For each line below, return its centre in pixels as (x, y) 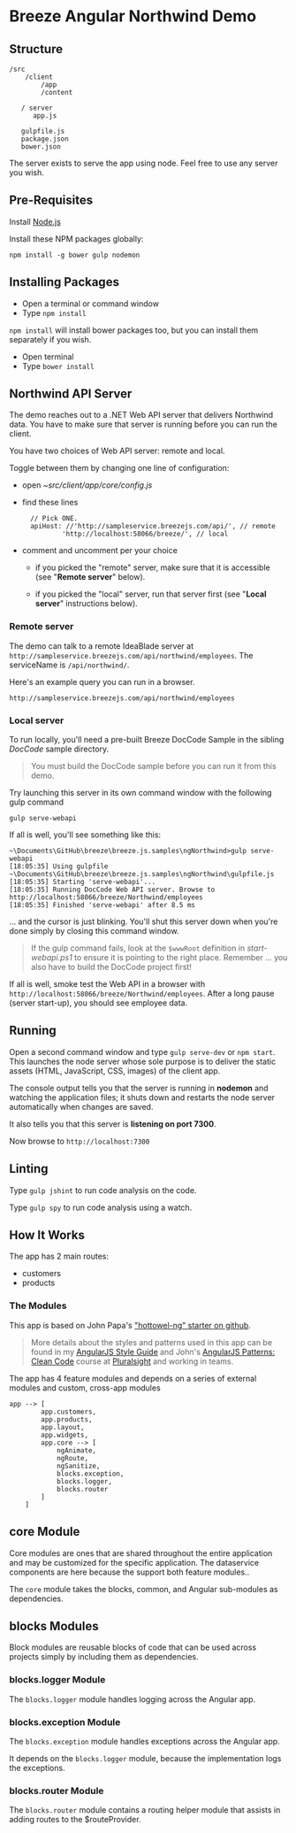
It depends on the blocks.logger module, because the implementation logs (145, 1758)
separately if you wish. (50, 339)
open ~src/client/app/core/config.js (87, 485)
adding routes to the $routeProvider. (75, 1820)
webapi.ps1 (51, 958)
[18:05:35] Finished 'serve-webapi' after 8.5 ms (102, 905)
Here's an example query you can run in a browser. (102, 682)
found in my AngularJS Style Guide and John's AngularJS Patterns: (153, 1352)
